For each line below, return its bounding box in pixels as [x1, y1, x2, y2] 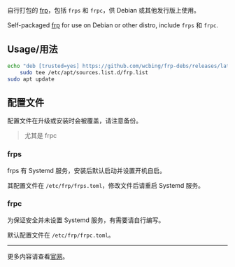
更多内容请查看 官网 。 [7, 252, 69, 261]
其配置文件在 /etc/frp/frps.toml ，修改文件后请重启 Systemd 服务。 [7, 181, 205, 189]
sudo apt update [7, 76, 55, 83]
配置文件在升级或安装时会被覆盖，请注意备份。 [7, 116, 142, 125]
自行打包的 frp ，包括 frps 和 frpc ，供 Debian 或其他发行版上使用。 [7, 6, 201, 14]
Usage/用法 [7, 43, 58, 55]
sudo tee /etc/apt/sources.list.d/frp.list [20, 69, 149, 76]
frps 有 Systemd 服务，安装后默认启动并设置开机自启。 [7, 166, 166, 174]
